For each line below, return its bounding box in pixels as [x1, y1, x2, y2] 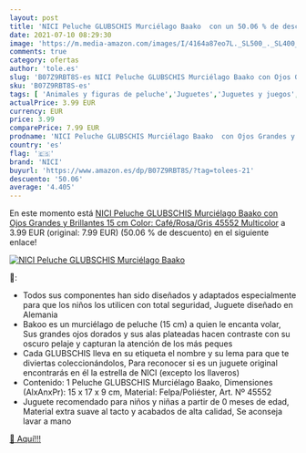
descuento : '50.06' [9, 174, 84, 183]
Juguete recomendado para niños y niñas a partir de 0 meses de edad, [22, 396, 290, 407]
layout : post [9, 13, 59, 23]
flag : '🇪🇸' [9, 149, 55, 158]
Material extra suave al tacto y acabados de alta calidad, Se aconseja [22, 407, 283, 417]
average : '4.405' [9, 183, 76, 192]
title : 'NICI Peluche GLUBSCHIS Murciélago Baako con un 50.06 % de [9, 22, 280, 31]
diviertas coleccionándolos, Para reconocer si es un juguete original [22, 357, 278, 369]
